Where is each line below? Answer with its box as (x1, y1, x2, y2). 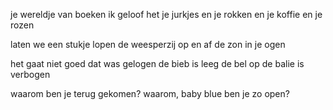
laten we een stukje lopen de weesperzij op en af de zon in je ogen (10, 39, 286, 50)
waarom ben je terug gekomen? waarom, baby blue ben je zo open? (10, 88, 290, 99)
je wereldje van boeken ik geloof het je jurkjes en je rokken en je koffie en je (10, 9, 323, 20)
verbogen (10, 69, 51, 80)
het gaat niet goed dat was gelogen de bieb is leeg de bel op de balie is (10, 58, 305, 69)
